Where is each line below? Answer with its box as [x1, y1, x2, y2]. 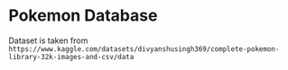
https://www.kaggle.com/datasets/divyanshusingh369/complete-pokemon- [8, 44, 280, 54]
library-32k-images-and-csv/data [8, 52, 135, 61]
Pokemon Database [8, 5, 158, 26]
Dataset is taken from [8, 35, 88, 46]
